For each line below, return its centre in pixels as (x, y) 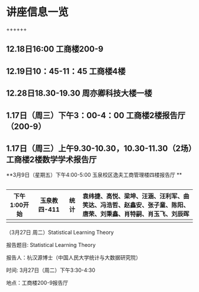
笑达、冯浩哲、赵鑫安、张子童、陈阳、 (136, 205)
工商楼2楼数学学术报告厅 (52, 159)
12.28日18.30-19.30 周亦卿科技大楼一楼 (79, 93)
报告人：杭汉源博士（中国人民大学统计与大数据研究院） (73, 257)
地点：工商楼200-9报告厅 (37, 283)
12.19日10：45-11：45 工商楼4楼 (66, 71)
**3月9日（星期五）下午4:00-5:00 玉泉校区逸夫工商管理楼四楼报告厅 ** (94, 175)
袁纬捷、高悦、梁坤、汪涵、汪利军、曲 (136, 196)
